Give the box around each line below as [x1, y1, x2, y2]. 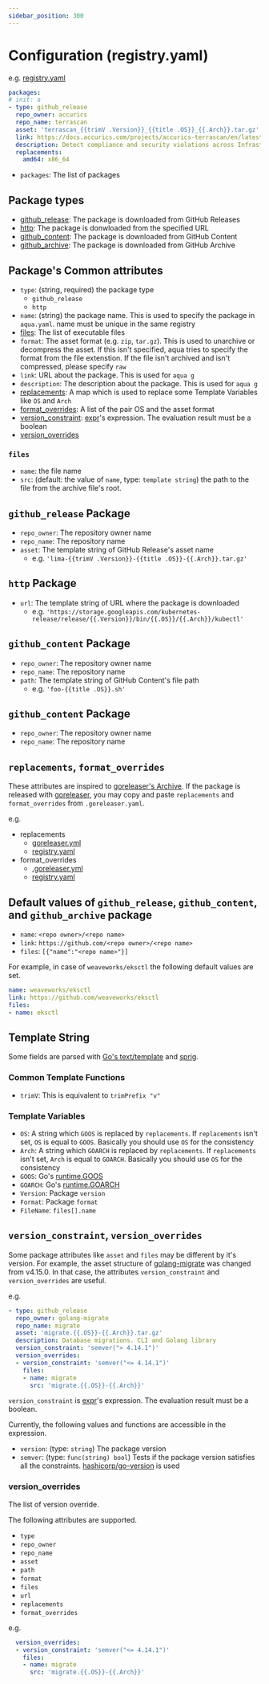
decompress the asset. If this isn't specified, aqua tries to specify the [19, 345, 248, 354]
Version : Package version [19, 1189, 106, 1198]
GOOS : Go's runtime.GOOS [19, 1172, 104, 1181]
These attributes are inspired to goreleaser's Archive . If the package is [8, 781, 241, 791]
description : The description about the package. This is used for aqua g [19, 378, 258, 388]
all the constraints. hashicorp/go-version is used [19, 1461, 180, 1470]
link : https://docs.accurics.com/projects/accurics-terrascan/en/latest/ [15, 133, 267, 141]
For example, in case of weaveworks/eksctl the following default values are [8, 962, 254, 972]
